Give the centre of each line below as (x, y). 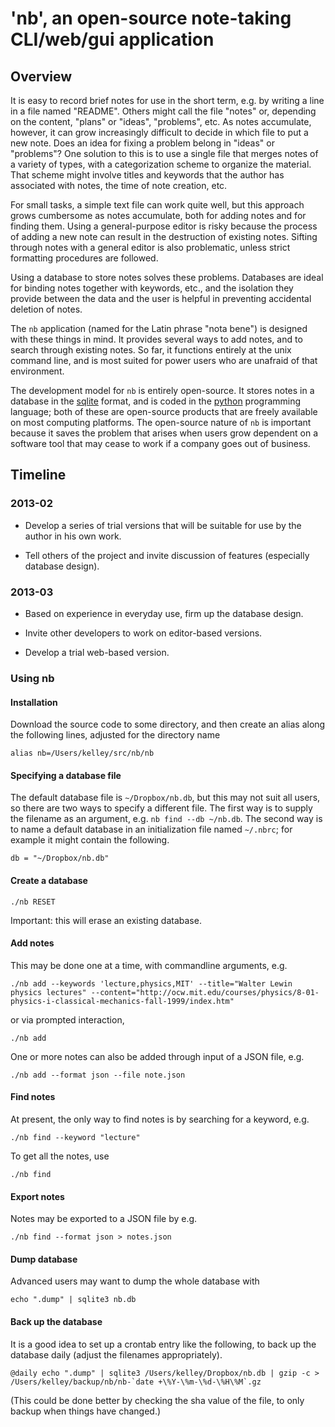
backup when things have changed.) (86, 1411)
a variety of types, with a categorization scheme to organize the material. (161, 164)
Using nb (32, 678)
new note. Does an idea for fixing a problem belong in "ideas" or (142, 143)
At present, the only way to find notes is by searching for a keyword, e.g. (160, 1119)
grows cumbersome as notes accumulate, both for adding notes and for (158, 215)
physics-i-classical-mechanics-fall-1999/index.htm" (122, 1001)
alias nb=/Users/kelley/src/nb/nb (82, 753)
